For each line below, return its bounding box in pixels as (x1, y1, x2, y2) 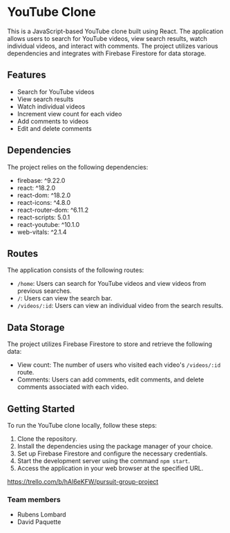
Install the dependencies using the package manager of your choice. (17, 442, 213, 450)
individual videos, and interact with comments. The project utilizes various (7, 42, 219, 50)
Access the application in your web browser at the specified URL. (17, 464, 204, 472)
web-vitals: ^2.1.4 (17, 228, 67, 236)
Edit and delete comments (17, 124, 92, 132)
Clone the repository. (17, 435, 77, 443)
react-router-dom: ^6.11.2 (17, 206, 89, 214)
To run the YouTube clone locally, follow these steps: (7, 422, 157, 429)
